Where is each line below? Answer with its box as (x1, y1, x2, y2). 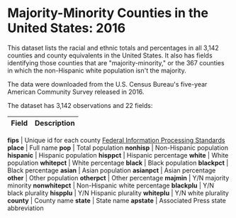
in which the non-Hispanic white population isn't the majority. (7, 66, 186, 75)
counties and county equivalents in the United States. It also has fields (7, 51, 213, 60)
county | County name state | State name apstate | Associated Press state (7, 196, 227, 205)
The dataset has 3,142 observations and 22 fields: (7, 101, 153, 109)
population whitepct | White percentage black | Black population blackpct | (7, 158, 229, 167)
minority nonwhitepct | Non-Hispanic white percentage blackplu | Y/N (7, 181, 215, 190)
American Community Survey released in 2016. (7, 87, 145, 96)
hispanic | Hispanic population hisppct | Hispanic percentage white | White (7, 151, 229, 159)
